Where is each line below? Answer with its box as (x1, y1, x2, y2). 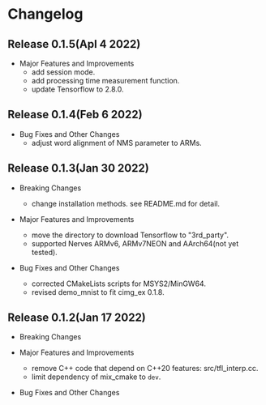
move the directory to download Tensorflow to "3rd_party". (31, 230, 229, 240)
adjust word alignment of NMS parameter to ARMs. (31, 138, 202, 147)
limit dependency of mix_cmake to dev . (31, 372, 161, 382)
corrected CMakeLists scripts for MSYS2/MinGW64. (31, 279, 206, 288)
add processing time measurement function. (31, 76, 180, 85)
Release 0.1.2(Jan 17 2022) (7, 311, 147, 325)
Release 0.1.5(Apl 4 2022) (7, 37, 141, 51)
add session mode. (31, 67, 96, 77)
